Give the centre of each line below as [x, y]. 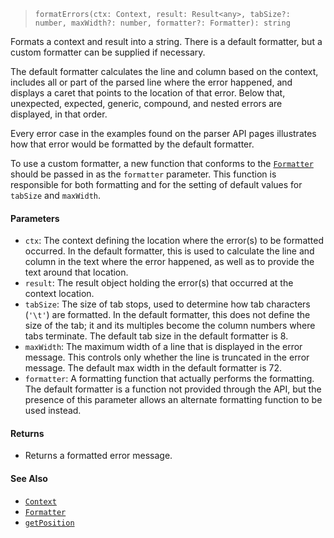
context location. [59, 294]
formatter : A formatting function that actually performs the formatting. [169, 379]
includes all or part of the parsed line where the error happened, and [151, 82]
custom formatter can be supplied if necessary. [108, 52]
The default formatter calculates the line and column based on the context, [164, 71]
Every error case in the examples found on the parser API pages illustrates [163, 133]
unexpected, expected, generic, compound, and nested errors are [146, 103]
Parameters [35, 218]
